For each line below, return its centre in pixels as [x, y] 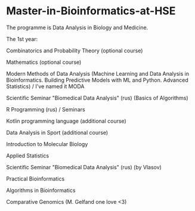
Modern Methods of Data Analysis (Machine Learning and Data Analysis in [98, 73]
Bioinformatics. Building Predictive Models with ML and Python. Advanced [97, 80]
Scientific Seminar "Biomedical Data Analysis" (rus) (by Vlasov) [84, 167]
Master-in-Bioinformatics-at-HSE [91, 11]
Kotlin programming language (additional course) [66, 121]
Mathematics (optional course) [44, 62]
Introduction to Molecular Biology [47, 144]
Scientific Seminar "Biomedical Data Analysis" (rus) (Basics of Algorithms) [97, 98]
